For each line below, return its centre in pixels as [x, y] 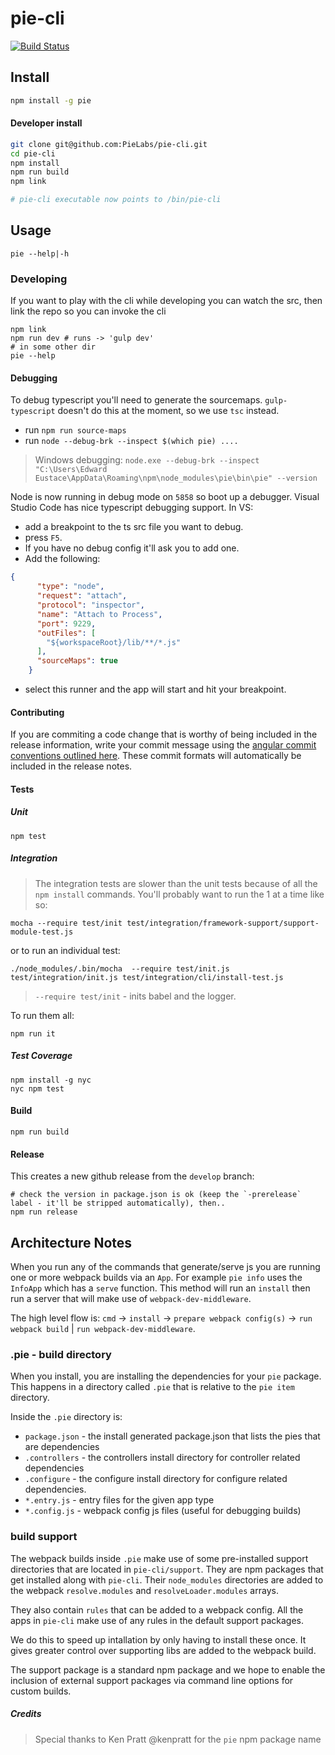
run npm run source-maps [75, 430]
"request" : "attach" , [82, 596]
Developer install [46, 123]
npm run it [33, 1033]
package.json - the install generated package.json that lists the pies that [172, 1436]
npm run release [44, 1212]
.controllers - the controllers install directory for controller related [162, 1458]
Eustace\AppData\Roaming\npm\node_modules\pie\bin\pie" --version [176, 478]
